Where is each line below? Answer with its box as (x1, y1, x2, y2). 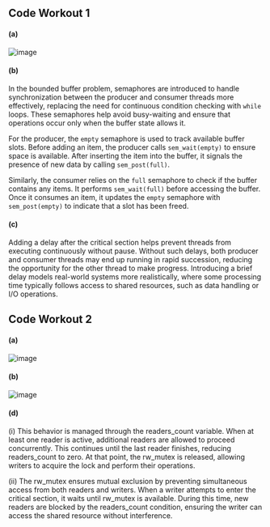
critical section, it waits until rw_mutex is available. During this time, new (8, 494, 249, 503)
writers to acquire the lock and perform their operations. (8, 461, 196, 470)
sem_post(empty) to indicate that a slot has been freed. (8, 201, 189, 210)
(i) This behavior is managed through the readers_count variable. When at (8, 427, 255, 436)
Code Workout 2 (8, 312, 93, 326)
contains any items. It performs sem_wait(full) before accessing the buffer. (8, 184, 261, 193)
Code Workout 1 (8, 6, 91, 20)
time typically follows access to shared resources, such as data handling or (8, 281, 259, 290)
